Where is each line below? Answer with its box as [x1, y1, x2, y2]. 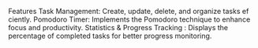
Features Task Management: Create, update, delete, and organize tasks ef [8, 7, 249, 15]
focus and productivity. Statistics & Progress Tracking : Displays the [8, 23, 229, 32]
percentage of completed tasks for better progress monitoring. [8, 31, 212, 40]
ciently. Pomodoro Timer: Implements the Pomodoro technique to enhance [8, 15, 251, 24]
